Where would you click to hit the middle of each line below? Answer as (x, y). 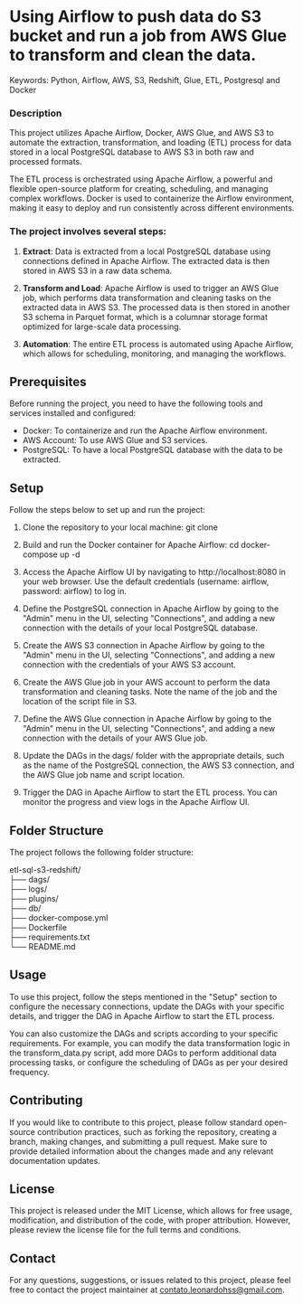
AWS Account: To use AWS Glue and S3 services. (115, 440)
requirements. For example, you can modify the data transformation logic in (150, 1043)
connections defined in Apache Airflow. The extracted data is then (146, 260)
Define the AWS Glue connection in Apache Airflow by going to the (147, 719)
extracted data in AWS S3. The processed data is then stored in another (156, 307)
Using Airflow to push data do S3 (136, 17)
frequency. (29, 1072)
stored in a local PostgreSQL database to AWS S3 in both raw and (132, 152)
